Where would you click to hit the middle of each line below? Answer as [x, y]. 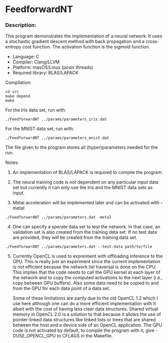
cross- [152, 41]
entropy [13, 47]
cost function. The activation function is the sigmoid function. [86, 47]
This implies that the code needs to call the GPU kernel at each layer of [86, 272]
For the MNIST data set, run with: [40, 129]
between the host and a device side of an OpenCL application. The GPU [87, 325]
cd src [12, 92]
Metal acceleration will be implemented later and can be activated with [86, 203]
